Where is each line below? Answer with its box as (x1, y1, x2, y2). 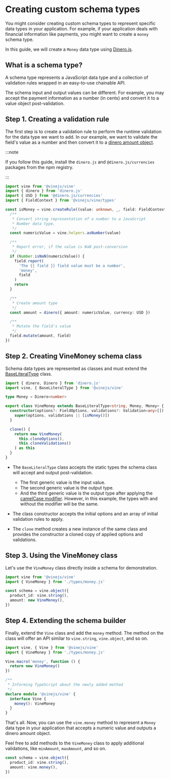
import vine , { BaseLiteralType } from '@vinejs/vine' (5, 385, 123, 390)
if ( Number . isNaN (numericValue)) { (10, 254, 85, 259)
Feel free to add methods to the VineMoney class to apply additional (5, 740, 144, 746)
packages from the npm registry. (5, 164, 73, 170)
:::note (5, 149, 19, 155)
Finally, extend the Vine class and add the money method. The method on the (5, 630, 164, 636)
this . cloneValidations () (18, 441, 71, 446)
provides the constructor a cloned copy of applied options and (12, 531, 143, 537)
